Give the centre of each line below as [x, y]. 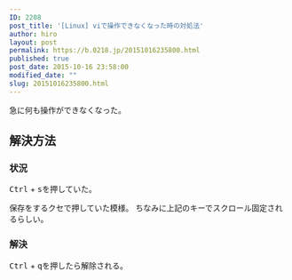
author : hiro [33, 34]
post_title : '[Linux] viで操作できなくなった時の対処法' [107, 26]
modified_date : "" [43, 76]
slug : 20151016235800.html [59, 84]
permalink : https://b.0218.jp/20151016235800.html [105, 51]
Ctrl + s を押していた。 [53, 189]
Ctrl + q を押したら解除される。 [69, 265]
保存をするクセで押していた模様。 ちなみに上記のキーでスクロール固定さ [142, 208]
